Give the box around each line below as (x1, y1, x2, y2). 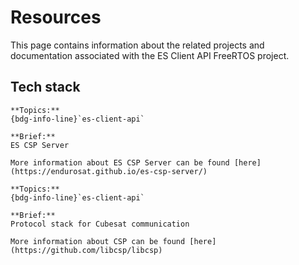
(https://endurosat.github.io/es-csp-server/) (10, 166, 208, 176)
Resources (10, 6, 102, 29)
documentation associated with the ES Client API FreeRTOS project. (10, 49, 290, 61)
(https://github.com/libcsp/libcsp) (10, 245, 163, 255)
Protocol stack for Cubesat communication (10, 219, 190, 229)
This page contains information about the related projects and (10, 39, 265, 51)
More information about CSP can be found (10, 236, 186, 246)
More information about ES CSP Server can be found (10, 157, 230, 168)
